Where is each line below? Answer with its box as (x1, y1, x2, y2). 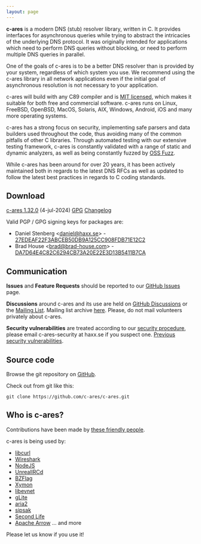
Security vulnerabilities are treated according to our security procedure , (6, 325, 187, 332)
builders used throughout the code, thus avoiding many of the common (6, 130, 182, 137)
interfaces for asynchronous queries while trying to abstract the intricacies (6, 31, 190, 39)
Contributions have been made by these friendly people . (6, 426, 145, 433)
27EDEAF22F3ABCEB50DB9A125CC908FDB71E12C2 (14, 236, 145, 243)
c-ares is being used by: (6, 437, 66, 445)
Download (6, 191, 45, 201)
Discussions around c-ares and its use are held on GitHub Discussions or (6, 300, 188, 307)
